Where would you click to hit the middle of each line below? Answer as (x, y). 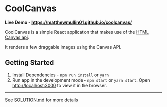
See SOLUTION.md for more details (42, 100)
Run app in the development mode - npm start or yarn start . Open (81, 80)
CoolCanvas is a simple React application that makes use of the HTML (77, 32)
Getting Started (30, 63)
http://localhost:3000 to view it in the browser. (60, 85)
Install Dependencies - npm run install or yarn (61, 75)
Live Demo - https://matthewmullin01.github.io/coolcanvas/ (69, 22)
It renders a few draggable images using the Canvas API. (63, 47)
